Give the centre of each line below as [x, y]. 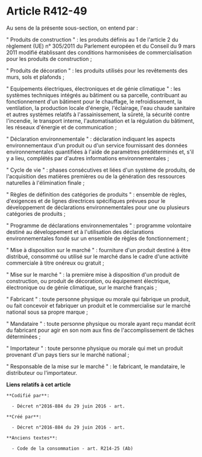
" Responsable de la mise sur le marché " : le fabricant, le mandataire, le [96, 366]
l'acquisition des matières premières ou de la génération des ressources [96, 176]
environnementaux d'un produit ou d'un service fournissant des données [97, 145]
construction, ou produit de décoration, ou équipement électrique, [88, 281]
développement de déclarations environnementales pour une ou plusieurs [98, 207]
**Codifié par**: [28, 395]
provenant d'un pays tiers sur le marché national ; [68, 354]
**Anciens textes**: [32, 438]
